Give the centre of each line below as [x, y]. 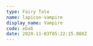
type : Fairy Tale [28, 12]
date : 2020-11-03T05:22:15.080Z [46, 34]
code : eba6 [20, 28]
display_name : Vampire [34, 23]
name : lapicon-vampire [34, 17]
